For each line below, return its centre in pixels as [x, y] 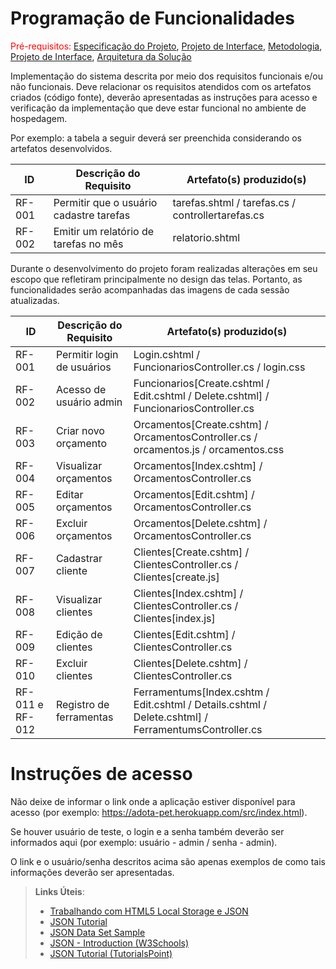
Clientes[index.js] [174, 618]
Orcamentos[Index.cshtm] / [198, 465]
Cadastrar [79, 558]
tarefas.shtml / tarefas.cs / [234, 202]
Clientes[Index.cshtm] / [188, 593]
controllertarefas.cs [218, 215]
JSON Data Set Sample [97, 932]
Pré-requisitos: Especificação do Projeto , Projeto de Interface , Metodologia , [166, 46]
